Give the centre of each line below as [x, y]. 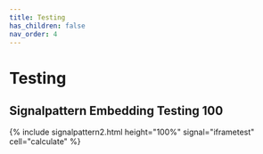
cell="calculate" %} [45, 142]
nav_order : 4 [33, 34]
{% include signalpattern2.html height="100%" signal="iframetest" [132, 132]
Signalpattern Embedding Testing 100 [116, 111]
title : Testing [37, 17]
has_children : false [48, 26]
